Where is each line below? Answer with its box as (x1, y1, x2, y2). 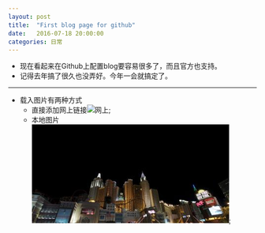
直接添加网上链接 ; (31, 105, 111, 115)
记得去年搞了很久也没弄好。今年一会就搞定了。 (19, 71, 172, 81)
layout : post (8, 13, 51, 21)
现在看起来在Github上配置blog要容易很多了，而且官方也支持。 (19, 62, 222, 71)
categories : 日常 (8, 38, 63, 46)
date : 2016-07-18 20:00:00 (8, 29, 104, 37)
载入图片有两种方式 (19, 96, 83, 105)
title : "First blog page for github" (8, 21, 136, 29)
